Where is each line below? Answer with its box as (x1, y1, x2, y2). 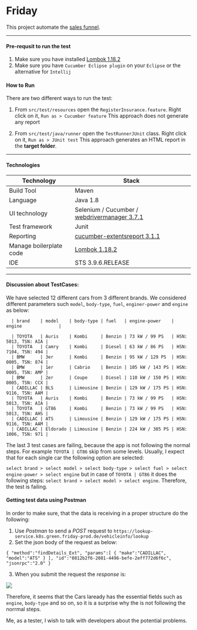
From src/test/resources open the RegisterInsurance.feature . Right (14, 106, 182, 113)
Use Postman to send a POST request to (14, 527, 113, 534)
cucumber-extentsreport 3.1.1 (74, 232, 160, 240)
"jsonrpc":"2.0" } (6, 560, 51, 566)
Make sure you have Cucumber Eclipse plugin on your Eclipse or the (14, 62, 181, 69)
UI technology (9, 209, 48, 217)
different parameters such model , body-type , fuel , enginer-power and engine (6, 300, 189, 307)
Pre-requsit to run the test (6, 42, 71, 49)
